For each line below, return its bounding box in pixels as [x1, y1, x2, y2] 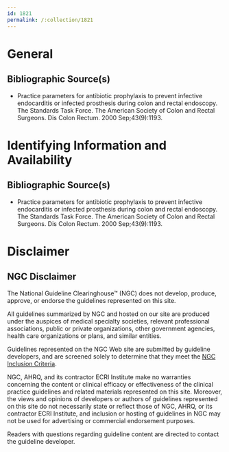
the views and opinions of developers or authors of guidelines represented [7, 394, 218, 403]
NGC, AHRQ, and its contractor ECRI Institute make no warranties [7, 372, 191, 381]
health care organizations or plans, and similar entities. [7, 331, 162, 340]
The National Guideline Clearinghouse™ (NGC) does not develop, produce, [7, 289, 217, 297]
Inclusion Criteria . [7, 359, 57, 368]
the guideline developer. [7, 437, 75, 445]
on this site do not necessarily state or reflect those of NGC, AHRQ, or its [7, 402, 213, 410]
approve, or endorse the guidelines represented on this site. [7, 296, 176, 304]
